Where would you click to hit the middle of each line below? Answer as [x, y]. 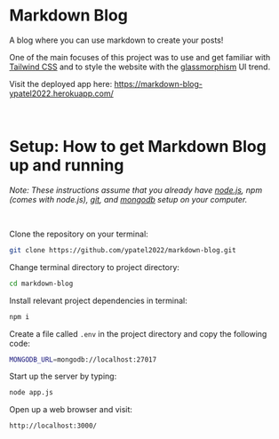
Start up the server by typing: [63, 376]
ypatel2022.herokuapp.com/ [61, 93]
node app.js [31, 393]
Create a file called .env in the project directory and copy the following [138, 333]
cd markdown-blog [41, 283]
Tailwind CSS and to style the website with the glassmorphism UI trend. [140, 67]
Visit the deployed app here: [61, 84]
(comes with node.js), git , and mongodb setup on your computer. [128, 199]
